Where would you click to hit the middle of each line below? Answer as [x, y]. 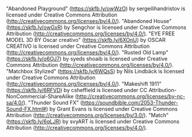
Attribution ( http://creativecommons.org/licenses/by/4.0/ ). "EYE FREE [91, 34]
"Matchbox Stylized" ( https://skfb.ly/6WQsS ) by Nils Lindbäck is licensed [95, 71]
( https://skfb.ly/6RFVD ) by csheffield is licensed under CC [77, 90]
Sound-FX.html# [26, 109]
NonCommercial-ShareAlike [40, 96]
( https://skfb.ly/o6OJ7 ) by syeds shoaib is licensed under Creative [87, 59]
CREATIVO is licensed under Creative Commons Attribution [78, 46]
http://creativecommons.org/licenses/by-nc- [131, 96]
